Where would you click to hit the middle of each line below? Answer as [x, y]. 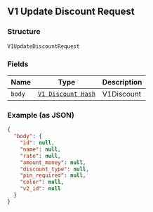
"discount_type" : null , [55, 169]
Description [122, 82]
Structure [24, 32]
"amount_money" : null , [53, 162]
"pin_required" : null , [53, 175]
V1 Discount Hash [67, 94]
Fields [18, 64]
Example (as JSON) [41, 115]
